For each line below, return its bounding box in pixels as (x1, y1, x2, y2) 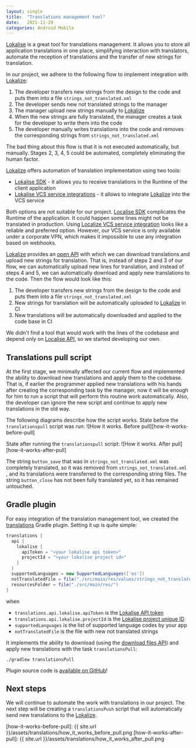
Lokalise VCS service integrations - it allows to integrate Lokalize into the (14, 191, 190, 198)
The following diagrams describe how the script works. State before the (6, 416, 179, 424)
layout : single (6, 8, 43, 15)
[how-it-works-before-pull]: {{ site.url (6, 723, 96, 730)
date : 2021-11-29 (6, 19, 54, 25)
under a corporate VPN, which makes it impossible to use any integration (6, 233, 181, 240)
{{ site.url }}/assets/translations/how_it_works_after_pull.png (19, 735, 164, 743)
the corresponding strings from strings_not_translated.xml (14, 132, 159, 139)
